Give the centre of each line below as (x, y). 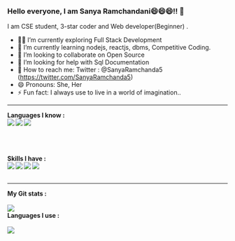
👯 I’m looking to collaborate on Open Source (81, 55)
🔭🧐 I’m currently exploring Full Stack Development (90, 40)
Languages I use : (33, 216)
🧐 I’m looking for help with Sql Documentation (83, 62)
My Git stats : (27, 194)
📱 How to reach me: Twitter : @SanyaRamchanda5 (90, 70)
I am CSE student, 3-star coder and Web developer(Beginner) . (98, 27)
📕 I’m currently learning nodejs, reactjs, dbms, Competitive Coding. (114, 48)
